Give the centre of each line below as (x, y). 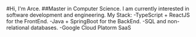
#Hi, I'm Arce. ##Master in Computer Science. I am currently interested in (98, 9)
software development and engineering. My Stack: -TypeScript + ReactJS (98, 15)
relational (18, 27)
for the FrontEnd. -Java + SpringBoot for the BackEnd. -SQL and (86, 21)
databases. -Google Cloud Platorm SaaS (81, 27)
